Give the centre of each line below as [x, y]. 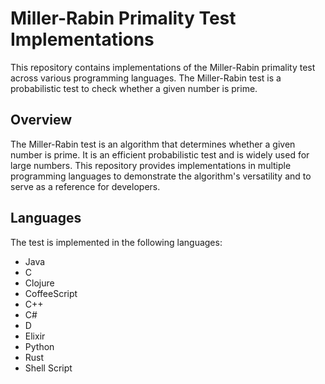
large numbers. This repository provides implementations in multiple [151, 165]
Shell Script [48, 368]
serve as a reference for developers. [85, 186]
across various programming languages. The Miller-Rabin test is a [146, 78]
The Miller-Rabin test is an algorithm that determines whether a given [153, 144]
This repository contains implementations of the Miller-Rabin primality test [163, 67]
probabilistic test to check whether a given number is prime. [134, 88]
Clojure [39, 283]
